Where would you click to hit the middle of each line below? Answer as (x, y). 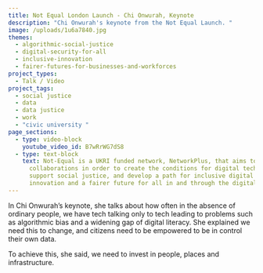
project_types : (33, 74)
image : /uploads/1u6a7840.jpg (58, 30)
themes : (21, 37)
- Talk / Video (40, 81)
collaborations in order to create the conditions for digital (134, 169)
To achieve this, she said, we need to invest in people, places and (114, 254)
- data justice (40, 111)
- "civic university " (52, 125)
